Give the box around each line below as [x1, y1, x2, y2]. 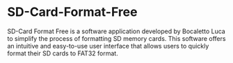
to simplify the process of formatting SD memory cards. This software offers [7, 34, 226, 42]
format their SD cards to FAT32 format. [7, 49, 118, 57]
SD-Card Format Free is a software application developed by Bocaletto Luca [7, 27, 226, 35]
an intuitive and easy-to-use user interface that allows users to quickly [7, 42, 209, 50]
